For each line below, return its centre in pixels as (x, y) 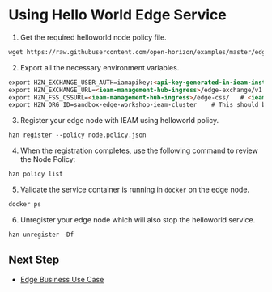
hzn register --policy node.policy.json (78, 135)
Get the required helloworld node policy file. (93, 37)
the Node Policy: (48, 159)
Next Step (34, 260)
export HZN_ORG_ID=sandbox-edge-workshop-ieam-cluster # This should (134, 105)
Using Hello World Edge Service (117, 15)
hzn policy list (36, 174)
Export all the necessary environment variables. (100, 67)
